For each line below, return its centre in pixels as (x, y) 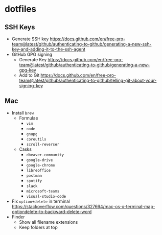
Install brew (23, 113)
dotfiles (21, 9)
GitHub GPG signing (32, 54)
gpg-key (27, 70)
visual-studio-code (46, 196)
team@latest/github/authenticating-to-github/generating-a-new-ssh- (81, 44)
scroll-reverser (43, 144)
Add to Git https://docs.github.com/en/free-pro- (67, 75)
